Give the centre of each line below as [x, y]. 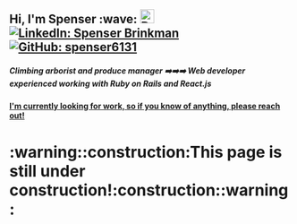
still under [47, 171]
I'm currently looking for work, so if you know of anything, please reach [145, 106]
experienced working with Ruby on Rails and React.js [110, 83]
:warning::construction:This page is [146, 152]
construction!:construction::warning [149, 190]
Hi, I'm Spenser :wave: [73, 19]
